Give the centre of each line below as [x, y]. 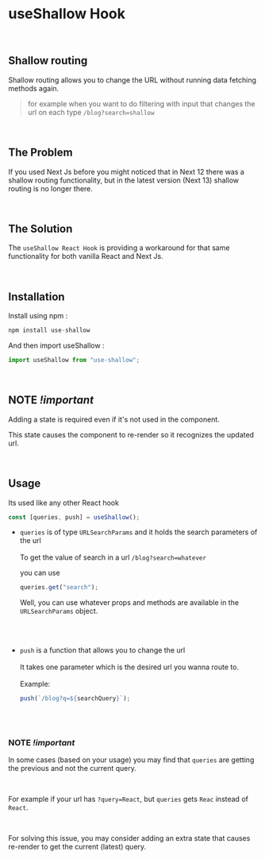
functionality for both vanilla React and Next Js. [86, 256]
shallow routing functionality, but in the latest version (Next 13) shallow [124, 180]
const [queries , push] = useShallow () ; [74, 517]
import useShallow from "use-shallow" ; [74, 360]
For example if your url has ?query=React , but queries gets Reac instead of [128, 799]
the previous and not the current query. [73, 768]
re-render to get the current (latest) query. [77, 847]
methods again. [34, 88]
